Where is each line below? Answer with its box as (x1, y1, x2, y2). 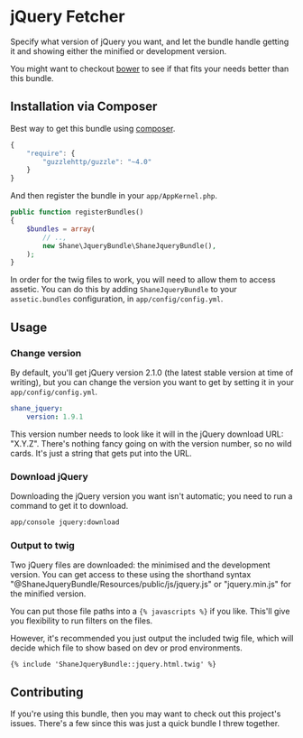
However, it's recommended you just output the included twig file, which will (10, 633, 294, 644)
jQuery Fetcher (10, 6, 125, 27)
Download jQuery (10, 470, 88, 483)
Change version (10, 346, 82, 359)
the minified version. (10, 588, 87, 599)
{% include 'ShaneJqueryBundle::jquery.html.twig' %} (10, 660, 217, 669)
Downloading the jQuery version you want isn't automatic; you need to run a (10, 490, 293, 502)
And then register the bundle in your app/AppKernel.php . (10, 190, 218, 201)
